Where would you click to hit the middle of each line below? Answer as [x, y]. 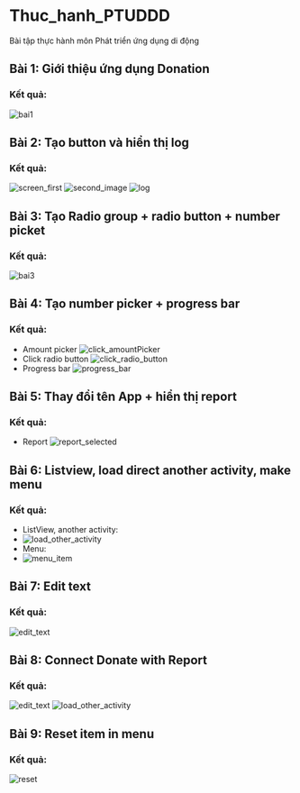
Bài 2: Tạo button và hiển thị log [99, 143]
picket [27, 230]
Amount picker [50, 349]
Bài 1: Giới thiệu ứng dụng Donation [109, 69]
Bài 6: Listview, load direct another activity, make [150, 470]
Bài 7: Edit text [50, 587]
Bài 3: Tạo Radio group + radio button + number [145, 216]
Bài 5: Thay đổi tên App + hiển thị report [123, 397]
